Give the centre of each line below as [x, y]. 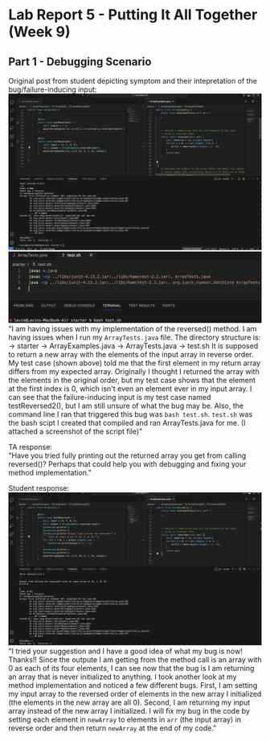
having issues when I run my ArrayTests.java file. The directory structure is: [135, 338]
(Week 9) [39, 32]
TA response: [30, 447]
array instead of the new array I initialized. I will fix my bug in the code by [129, 711]
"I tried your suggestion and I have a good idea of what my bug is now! [125, 651]
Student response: [39, 488]
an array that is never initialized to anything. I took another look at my [123, 677]
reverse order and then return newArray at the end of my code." [112, 728]
